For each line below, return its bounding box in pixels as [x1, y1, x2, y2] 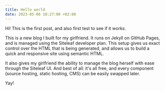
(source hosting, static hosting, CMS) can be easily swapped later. [5, 70, 140, 76]
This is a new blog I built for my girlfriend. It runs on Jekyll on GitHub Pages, [5, 35, 161, 41]
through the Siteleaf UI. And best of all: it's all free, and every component [5, 65, 154, 71]
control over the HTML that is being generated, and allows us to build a [5, 45, 150, 51]
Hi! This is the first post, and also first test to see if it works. [5, 25, 126, 31]
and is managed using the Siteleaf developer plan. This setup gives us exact [5, 40, 160, 46]
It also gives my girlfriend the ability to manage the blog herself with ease [5, 60, 155, 66]
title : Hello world [5, 7, 45, 12]
